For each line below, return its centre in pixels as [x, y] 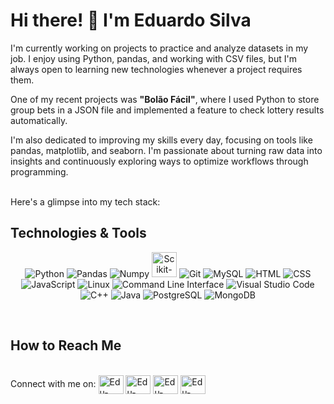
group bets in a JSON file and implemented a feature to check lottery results [167, 110]
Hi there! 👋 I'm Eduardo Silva [131, 20]
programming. [39, 171]
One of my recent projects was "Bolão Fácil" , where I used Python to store [165, 99]
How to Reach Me [66, 345]
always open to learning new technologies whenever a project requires [156, 69]
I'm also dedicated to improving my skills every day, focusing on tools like [161, 140]
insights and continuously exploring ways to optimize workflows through [159, 161]
